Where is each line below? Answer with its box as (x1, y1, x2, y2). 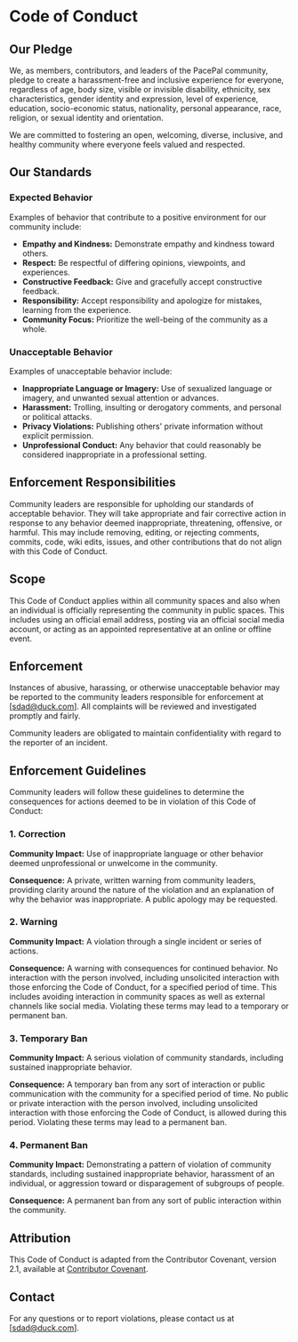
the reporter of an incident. (9, 737, 109, 748)
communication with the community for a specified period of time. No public (9, 1089, 289, 1099)
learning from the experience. (21, 304, 132, 315)
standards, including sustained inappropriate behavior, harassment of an (9, 1169, 276, 1179)
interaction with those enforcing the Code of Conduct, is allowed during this (9, 1107, 287, 1118)
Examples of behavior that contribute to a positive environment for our (9, 212, 267, 222)
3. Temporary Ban (9, 1032, 88, 1044)
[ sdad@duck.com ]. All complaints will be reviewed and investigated (9, 701, 257, 712)
